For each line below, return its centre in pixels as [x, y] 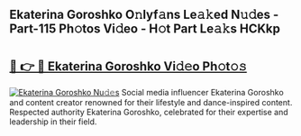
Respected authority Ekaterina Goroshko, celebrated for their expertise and [149, 112]
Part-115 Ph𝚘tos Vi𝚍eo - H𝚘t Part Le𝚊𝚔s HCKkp [145, 29]
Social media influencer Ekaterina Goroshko [202, 92]
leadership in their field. [53, 122]
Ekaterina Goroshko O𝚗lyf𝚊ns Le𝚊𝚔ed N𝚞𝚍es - [144, 15]
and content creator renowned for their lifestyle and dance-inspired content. [151, 102]
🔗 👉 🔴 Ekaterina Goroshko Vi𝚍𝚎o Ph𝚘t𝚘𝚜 [128, 66]
